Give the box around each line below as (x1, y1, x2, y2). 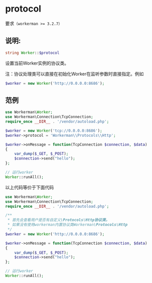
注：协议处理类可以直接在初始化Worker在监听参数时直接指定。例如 (5, 71, 144, 77)
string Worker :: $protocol (5, 50, 59, 55)
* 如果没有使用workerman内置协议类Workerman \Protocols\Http (7, 222, 128, 228)
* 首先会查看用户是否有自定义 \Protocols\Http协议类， (7, 217, 110, 222)
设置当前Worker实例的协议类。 (5, 60, 69, 66)
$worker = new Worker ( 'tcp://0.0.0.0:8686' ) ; (5, 128, 102, 133)
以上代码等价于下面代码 (5, 184, 54, 190)
